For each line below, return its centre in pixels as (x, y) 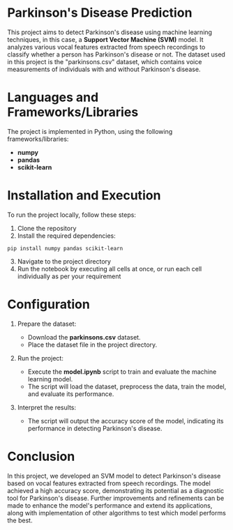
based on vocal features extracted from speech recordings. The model (109, 483)
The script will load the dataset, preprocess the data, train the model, (127, 386)
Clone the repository (47, 228)
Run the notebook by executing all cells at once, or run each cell (110, 268)
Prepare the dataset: (47, 324)
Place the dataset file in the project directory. (92, 344)
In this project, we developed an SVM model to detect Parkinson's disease (114, 476)
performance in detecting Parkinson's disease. (95, 428)
